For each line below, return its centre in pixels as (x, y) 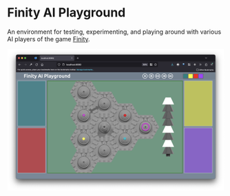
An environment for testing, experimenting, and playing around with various (114, 32)
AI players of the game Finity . (49, 39)
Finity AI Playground (66, 13)
